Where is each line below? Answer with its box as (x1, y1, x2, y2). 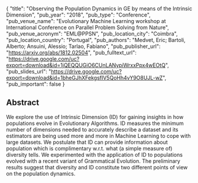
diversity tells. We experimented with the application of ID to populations (6, 151, 183, 158)
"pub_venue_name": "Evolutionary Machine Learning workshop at (6, 18, 167, 24)
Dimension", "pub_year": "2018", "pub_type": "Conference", (6, 11, 151, 18)
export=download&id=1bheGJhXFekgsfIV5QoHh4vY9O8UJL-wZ (6, 74, 163, 81)
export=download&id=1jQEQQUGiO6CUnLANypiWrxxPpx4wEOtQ (6, 62, 165, 69)
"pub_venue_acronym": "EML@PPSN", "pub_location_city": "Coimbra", (6, 30, 178, 37)
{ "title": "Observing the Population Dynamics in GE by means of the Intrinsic (6, 5, 193, 12)
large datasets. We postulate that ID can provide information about (6, 139, 168, 146)
